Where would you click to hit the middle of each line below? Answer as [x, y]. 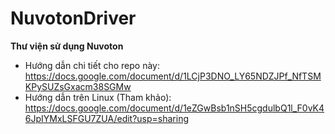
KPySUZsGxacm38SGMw [78, 86]
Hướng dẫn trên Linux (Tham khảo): [98, 97]
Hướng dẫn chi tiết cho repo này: [92, 65]
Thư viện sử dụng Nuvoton [67, 46]
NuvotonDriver [73, 18]
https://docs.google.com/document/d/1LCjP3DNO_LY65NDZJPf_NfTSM [173, 76]
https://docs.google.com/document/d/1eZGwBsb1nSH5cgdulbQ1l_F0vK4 [174, 108]
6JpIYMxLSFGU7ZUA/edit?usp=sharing [107, 118]
